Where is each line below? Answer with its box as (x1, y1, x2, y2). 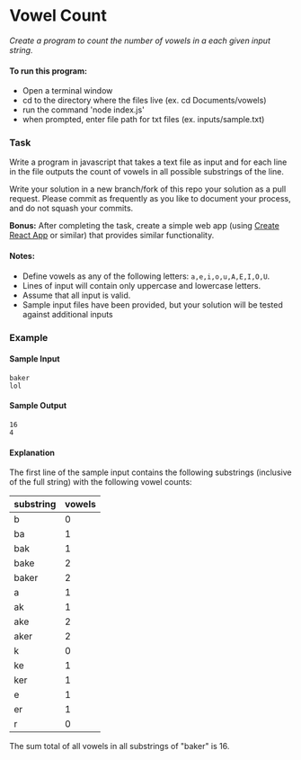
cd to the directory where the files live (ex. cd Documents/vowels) (22, 95, 267, 106)
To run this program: (9, 65, 88, 76)
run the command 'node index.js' (22, 104, 146, 115)
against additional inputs (22, 308, 114, 319)
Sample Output (9, 400, 67, 411)
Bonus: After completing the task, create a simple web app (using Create (9, 220, 280, 231)
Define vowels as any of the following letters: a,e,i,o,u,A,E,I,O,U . (22, 271, 270, 282)
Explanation (9, 447, 56, 458)
